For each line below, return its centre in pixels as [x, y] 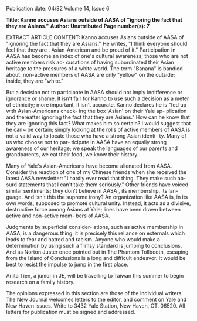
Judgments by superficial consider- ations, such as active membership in [95, 227]
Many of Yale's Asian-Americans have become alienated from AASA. [89, 166]
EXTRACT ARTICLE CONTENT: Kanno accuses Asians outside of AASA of [95, 37]
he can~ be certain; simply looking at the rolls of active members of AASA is [98, 129]
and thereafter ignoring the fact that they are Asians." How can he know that [98, 117]
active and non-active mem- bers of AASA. [58, 216]
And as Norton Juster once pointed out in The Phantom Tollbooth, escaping [97, 252]
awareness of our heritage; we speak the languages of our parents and [92, 148]
